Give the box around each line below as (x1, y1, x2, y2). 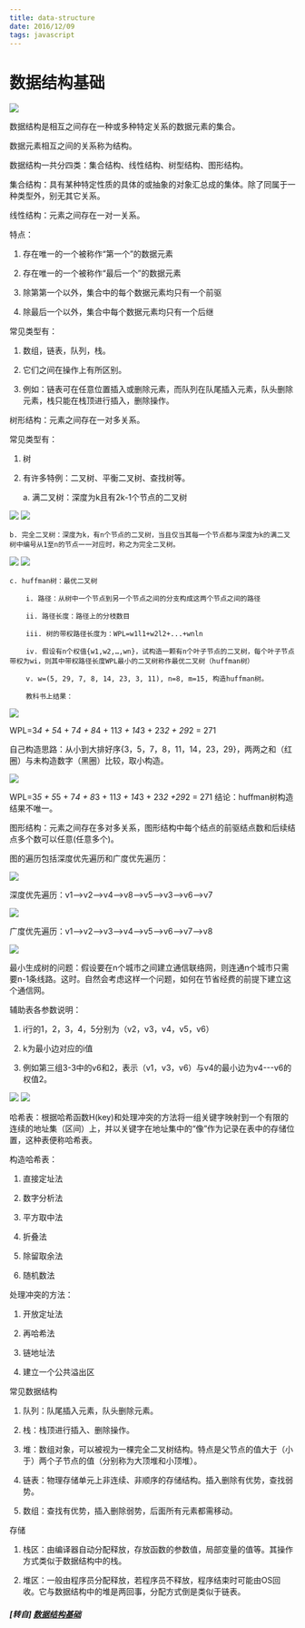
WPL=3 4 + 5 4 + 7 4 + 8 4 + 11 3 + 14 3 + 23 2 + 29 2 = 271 (9, 725, 216, 736)
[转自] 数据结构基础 (9, 1608, 82, 1620)
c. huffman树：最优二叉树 (9, 577, 98, 586)
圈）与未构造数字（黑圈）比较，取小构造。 (9, 755, 169, 766)
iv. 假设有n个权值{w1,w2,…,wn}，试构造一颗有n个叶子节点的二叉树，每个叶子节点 (25, 647, 295, 656)
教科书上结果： (25, 693, 74, 702)
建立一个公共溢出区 (22, 1367, 95, 1378)
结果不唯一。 (9, 803, 57, 814)
